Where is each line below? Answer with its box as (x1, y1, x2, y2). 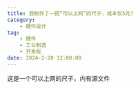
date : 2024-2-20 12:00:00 (7, 55, 81, 62)
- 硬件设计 (19, 23, 47, 29)
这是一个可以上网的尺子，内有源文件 (7, 74, 110, 82)
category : (7, 16, 36, 23)
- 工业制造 (19, 42, 47, 49)
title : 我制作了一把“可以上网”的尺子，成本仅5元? (7, 10, 134, 17)
